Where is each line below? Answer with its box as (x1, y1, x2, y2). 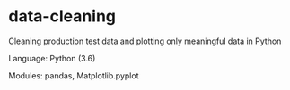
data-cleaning (8, 6, 117, 27)
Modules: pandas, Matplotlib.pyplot (8, 70, 139, 81)
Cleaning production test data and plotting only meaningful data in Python (8, 36, 282, 46)
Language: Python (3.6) (8, 53, 96, 63)
